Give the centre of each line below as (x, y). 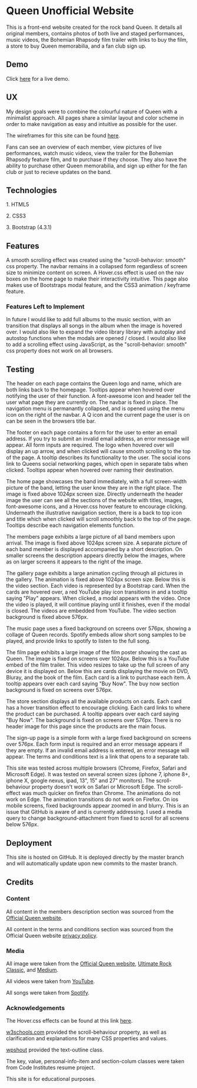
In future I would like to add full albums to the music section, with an (89, 319)
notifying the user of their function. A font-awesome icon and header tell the (98, 396)
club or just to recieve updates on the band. (59, 172)
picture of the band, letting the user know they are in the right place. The (94, 488)
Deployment (29, 843)
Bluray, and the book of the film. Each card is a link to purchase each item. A (98, 677)
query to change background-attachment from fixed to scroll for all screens (98, 818)
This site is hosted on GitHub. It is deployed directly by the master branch (95, 857)
